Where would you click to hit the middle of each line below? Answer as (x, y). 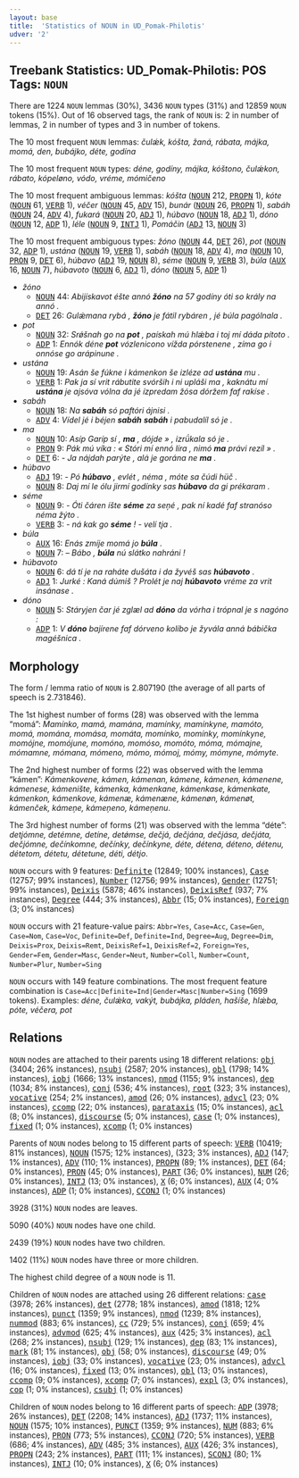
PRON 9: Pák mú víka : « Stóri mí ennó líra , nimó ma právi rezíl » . (156, 448)
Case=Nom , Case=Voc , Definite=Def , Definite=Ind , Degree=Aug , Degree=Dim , (141, 935)
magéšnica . (58, 639)
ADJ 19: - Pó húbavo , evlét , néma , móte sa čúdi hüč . (137, 477)
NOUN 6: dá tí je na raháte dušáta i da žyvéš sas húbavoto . (145, 572)
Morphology (44, 666)
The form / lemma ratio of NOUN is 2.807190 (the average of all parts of (137, 688)
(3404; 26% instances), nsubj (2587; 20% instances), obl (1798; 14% (139, 1069)
